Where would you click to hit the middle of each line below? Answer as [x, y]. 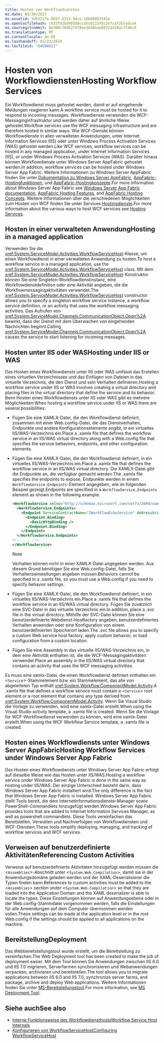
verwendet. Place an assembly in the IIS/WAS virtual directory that [78, 660]
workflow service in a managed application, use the [57, 264]
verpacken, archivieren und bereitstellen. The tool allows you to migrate [76, 972]
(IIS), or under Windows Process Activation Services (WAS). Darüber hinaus [81, 157]
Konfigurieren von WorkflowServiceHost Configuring [64, 1030]
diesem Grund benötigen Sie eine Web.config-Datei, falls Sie [73, 569]
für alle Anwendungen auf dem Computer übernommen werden [69, 908]
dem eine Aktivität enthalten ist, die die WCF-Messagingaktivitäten [79, 655]
